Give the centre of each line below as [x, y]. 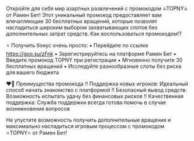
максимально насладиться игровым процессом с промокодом [85, 126]
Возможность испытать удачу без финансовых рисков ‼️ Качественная [95, 96]
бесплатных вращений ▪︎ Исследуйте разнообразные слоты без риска [94, 66]
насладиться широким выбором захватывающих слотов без [82, 27]
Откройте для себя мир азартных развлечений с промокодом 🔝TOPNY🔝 [97, 8]
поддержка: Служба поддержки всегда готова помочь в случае [86, 102]
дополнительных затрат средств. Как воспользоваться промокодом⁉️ [94, 34]
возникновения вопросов [38, 109]
